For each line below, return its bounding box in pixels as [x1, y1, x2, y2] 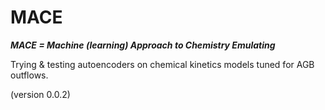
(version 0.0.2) [10, 88, 71, 100]
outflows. [10, 69, 49, 81]
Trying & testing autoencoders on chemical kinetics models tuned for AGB [10, 58, 315, 70]
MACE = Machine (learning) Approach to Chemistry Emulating [10, 39, 276, 51]
